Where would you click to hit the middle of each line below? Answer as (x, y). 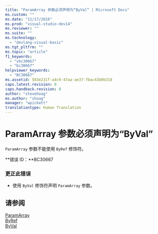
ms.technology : (21, 38)
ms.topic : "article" (27, 52)
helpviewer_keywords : (28, 71)
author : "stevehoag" (27, 94)
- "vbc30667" (23, 61)
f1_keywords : (19, 56)
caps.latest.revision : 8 (31, 84)
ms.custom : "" (20, 15)
